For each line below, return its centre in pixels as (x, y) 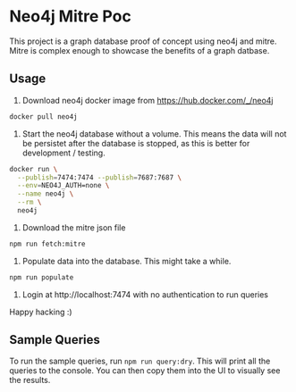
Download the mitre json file (74, 227)
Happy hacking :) (41, 312)
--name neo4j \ (46, 194)
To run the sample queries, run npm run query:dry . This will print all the (140, 361)
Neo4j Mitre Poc (70, 17)
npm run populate (42, 277)
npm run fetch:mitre (48, 244)
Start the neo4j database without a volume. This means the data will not (154, 133)
